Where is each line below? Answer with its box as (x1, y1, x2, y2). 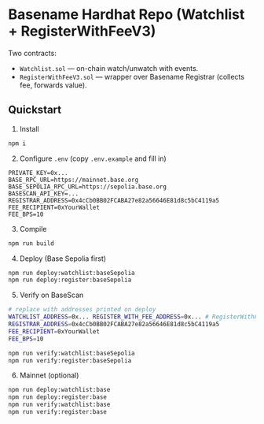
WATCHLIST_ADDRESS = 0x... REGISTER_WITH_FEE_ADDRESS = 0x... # (8, 313, 210, 321)
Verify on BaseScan (19, 290, 84, 300)
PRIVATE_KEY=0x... (8, 169, 68, 177)
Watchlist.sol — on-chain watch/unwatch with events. (19, 63, 199, 73)
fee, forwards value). (19, 80, 88, 90)
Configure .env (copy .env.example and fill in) (19, 154, 167, 163)
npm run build (8, 239, 55, 247)
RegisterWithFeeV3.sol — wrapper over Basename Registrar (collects (19, 72, 245, 81)
